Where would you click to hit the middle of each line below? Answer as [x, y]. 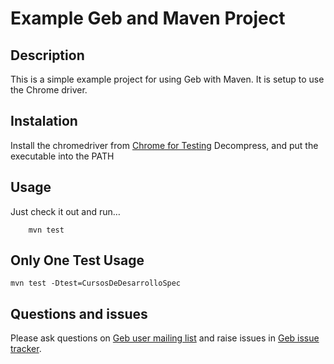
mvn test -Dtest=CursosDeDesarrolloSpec [96, 283]
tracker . [26, 349]
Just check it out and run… [65, 211]
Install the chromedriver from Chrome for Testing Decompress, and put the [164, 145]
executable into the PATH [62, 156]
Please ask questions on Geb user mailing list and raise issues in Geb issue [165, 338]
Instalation [44, 121]
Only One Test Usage [77, 260]
